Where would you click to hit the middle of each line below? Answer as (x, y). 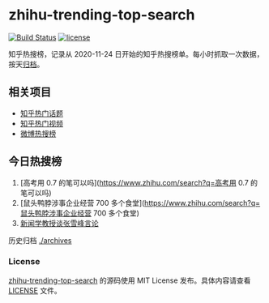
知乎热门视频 (41, 123)
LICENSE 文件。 (35, 290)
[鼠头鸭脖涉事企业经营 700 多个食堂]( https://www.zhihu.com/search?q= (140, 203)
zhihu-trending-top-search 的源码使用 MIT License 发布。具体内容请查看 (130, 280)
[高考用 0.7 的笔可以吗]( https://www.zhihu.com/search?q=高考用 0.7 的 (139, 182)
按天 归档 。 (26, 64)
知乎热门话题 (41, 113)
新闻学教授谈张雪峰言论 (59, 223)
